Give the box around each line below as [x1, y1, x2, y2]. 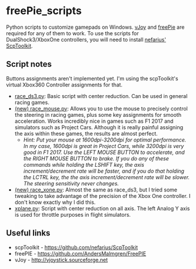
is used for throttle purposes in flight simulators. [14, 211, 131, 218]
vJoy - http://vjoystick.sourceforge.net [14, 256, 108, 263]
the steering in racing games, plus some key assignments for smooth [14, 111, 182, 118]
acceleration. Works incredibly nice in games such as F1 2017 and [14, 117, 174, 125]
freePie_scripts [6, 4, 82, 18]
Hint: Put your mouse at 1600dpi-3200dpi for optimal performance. [23, 136, 187, 143]
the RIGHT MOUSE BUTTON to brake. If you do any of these [23, 154, 169, 162]
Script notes [6, 59, 52, 69]
